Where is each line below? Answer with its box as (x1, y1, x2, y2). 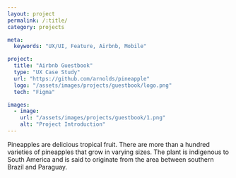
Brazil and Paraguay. (7, 162, 68, 171)
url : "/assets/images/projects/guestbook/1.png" (20, 114, 166, 121)
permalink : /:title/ (7, 17, 69, 24)
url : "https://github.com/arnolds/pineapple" (13, 75, 151, 82)
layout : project (7, 10, 55, 18)
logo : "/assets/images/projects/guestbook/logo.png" (13, 82, 172, 89)
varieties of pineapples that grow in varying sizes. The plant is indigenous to (7, 148, 230, 156)
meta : (7, 36, 23, 43)
